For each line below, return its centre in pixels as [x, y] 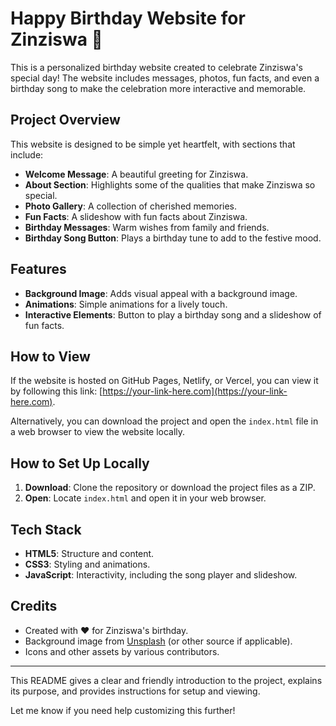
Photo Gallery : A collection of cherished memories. [131, 206]
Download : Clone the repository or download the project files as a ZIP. [170, 488]
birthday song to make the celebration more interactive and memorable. [158, 88]
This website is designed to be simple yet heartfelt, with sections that [153, 144]
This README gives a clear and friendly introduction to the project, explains [166, 680]
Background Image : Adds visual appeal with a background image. [161, 293]
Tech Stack [46, 529]
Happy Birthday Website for [128, 18]
